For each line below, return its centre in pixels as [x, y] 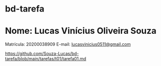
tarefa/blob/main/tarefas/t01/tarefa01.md [46, 59]
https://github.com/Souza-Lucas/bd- [42, 53]
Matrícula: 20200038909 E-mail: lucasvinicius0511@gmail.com [68, 44]
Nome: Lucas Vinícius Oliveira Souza [81, 31]
